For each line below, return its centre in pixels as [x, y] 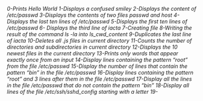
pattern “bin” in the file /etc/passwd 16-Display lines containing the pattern [100, 72]
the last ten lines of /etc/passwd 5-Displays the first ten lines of [108, 21]
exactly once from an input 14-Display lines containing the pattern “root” [98, 60]
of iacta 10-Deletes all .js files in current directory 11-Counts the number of [99, 41]
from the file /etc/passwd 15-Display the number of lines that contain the [97, 66]
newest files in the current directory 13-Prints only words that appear [92, 53]
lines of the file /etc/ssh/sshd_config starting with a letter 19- [83, 92]
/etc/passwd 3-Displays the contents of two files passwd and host [89, 15]
